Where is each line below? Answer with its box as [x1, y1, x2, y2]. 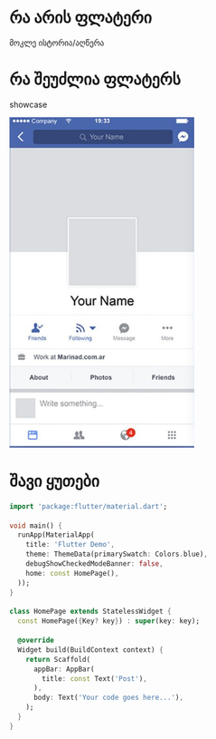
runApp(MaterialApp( [17, 530, 95, 540]
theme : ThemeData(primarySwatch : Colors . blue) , [25, 549, 208, 559]
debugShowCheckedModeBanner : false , [25, 559, 164, 569]
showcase [9, 99, 48, 110]
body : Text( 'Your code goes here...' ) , [33, 693, 183, 703]
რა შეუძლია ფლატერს [9, 69, 181, 90]
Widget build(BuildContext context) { [17, 645, 164, 655]
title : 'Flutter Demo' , [25, 540, 116, 549]
